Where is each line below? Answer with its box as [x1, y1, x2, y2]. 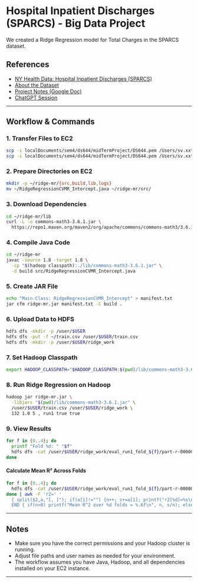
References [6, 60, 49, 70]
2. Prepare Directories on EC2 [6, 167, 93, 175]
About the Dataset [14, 81, 59, 89]
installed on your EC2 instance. [14, 565, 91, 572]
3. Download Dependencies [6, 200, 87, 208]
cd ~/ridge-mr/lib [6, 214, 51, 220]
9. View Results [6, 424, 52, 433]
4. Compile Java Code [6, 238, 71, 247]
